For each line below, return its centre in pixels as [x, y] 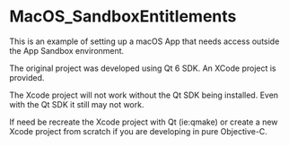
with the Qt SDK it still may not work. [77, 104]
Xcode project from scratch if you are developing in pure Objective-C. [138, 131]
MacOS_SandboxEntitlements [123, 17]
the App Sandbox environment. [67, 50]
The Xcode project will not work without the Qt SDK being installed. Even [144, 95]
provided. [27, 77]
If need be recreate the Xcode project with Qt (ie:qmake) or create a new [144, 122]
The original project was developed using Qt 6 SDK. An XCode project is [143, 68]
